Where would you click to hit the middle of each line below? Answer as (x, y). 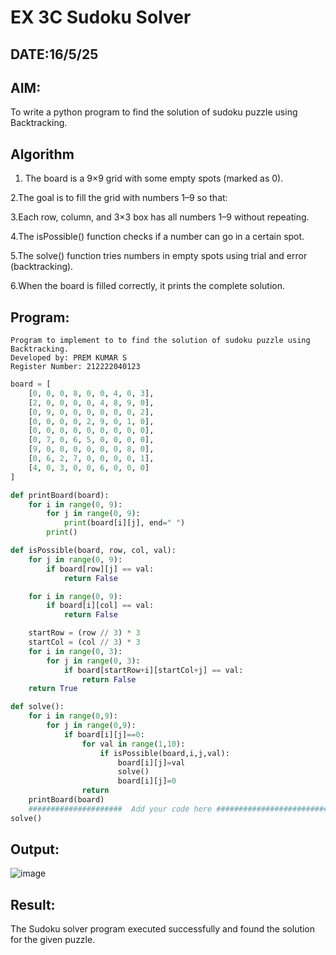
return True (53, 689)
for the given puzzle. (53, 940)
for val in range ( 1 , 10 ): (133, 744)
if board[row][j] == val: (100, 569)
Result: (33, 904)
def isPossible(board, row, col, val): (93, 551)
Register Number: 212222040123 (75, 367)
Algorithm (42, 154)
